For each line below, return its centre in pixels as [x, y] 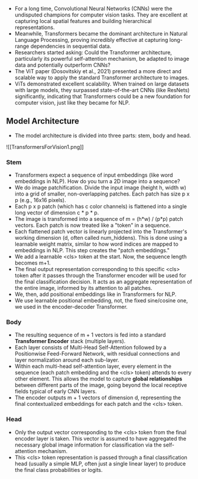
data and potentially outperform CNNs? [62, 65]
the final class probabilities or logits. [59, 470]
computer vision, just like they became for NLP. [72, 102]
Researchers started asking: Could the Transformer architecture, [93, 52]
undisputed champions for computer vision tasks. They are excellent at [101, 15]
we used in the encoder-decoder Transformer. [71, 307]
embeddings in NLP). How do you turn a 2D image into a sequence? [97, 181]
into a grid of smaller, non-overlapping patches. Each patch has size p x [102, 194]
